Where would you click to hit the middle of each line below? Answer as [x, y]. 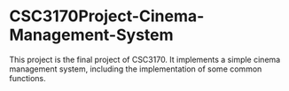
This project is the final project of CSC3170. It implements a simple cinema [145, 59]
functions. [27, 78]
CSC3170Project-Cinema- [107, 16]
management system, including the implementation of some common [136, 69]
